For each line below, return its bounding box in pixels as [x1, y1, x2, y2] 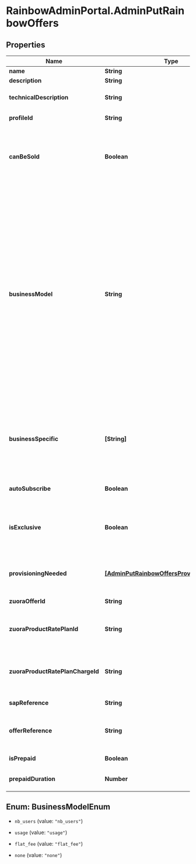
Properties [6, 40, 45, 50]
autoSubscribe [9, 484, 51, 493]
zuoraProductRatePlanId [9, 625, 79, 633]
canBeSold [9, 153, 40, 160]
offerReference [9, 727, 52, 735]
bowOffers [6, 16, 60, 30]
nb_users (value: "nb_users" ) [14, 817, 83, 824]
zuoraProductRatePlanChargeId [9, 667, 99, 675]
